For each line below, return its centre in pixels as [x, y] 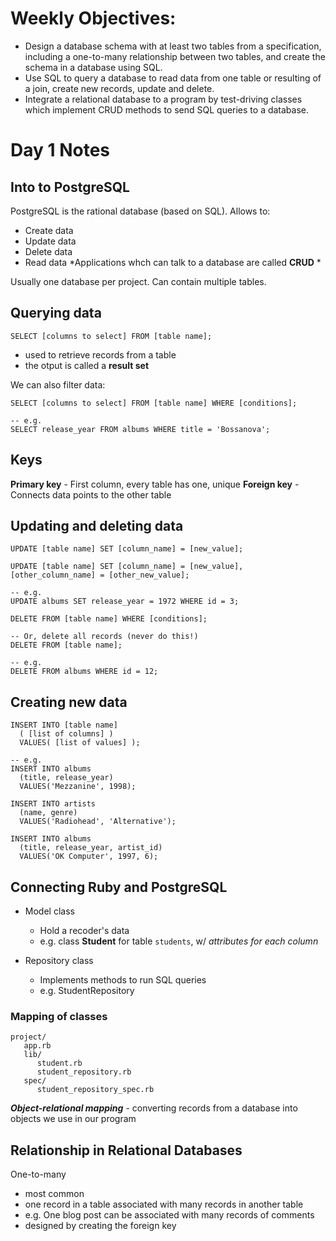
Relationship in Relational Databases [126, 1150]
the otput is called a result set [87, 365]
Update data [50, 241]
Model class [49, 911]
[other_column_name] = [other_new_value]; [100, 575]
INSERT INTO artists [53, 804]
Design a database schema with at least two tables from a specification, [173, 46]
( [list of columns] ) [66, 734]
